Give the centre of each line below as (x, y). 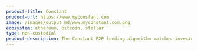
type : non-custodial (32, 33)
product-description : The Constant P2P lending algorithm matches (89, 39)
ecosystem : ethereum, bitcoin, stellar (55, 28)
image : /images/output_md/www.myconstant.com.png (68, 22)
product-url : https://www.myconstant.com (58, 17)
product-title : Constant (37, 11)
